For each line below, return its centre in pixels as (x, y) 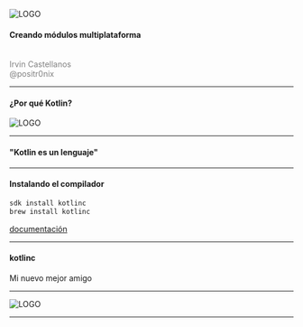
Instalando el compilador (57, 184)
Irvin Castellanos (41, 64)
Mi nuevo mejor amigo (51, 278)
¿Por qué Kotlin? (41, 103)
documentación (38, 229)
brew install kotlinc (50, 211)
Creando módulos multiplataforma (75, 34)
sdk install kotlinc (48, 203)
